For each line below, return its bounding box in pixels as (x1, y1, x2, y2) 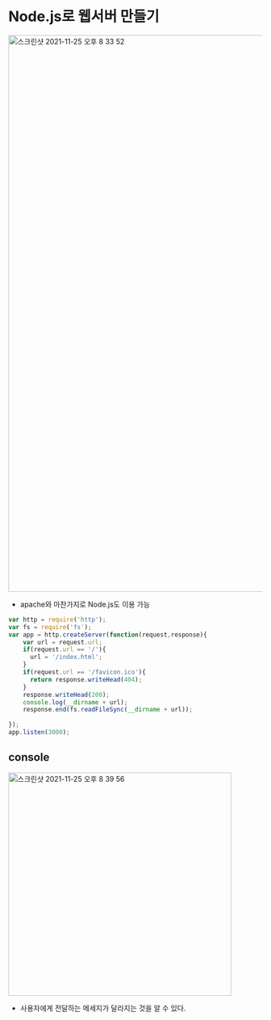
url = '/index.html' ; (29, 653, 103, 661)
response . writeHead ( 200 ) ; (23, 690, 110, 699)
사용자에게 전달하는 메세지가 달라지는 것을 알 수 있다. (19, 1003, 186, 1013)
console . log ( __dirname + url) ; (23, 698, 128, 707)
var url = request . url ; (23, 638, 103, 646)
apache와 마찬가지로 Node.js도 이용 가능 (19, 599, 151, 609)
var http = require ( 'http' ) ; (8, 615, 106, 623)
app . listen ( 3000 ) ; (8, 728, 70, 737)
